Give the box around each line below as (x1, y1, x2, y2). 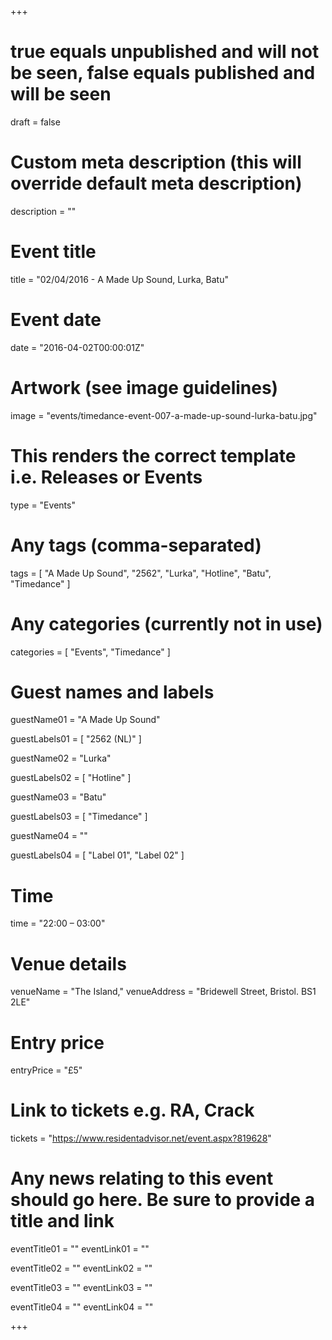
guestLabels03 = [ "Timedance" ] (10, 811, 148, 823)
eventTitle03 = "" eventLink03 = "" (10, 1282, 153, 1294)
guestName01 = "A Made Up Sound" (10, 714, 161, 726)
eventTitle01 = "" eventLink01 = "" (10, 1243, 150, 1255)
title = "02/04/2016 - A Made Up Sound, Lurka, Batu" (10, 273, 229, 285)
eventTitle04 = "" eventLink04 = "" (10, 1301, 154, 1313)
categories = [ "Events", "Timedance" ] (10, 646, 171, 658)
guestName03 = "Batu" (10, 791, 107, 803)
